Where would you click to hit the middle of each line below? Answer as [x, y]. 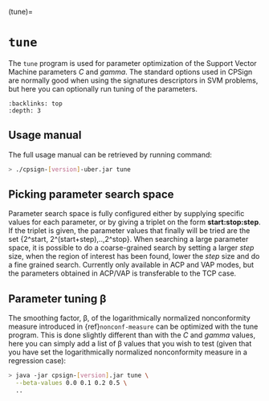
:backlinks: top [35, 104]
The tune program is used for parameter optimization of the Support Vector [132, 63]
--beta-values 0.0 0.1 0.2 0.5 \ [71, 383]
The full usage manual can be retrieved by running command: [110, 154]
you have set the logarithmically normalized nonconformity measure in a [128, 352]
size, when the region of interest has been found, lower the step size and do [134, 256]
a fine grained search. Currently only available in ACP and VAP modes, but [131, 265]
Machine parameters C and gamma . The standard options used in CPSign [130, 72]
